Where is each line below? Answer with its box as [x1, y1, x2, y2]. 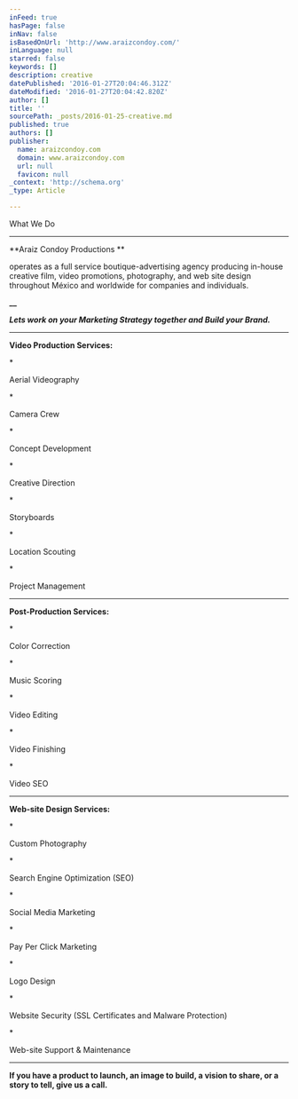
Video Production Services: [9, 340, 114, 351]
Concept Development [9, 443, 91, 454]
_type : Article [9, 186, 66, 195]
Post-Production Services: [9, 606, 109, 617]
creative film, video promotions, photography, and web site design [9, 271, 251, 281]
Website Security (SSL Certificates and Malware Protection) [9, 1010, 228, 1021]
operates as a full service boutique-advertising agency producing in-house [9, 261, 284, 272]
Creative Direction [9, 478, 75, 488]
